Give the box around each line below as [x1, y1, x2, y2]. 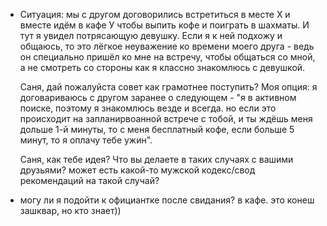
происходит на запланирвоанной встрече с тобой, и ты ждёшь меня [19, 113, 313, 124]
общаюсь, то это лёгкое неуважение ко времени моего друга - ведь [19, 40, 315, 52]
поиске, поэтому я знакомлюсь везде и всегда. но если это [19, 102, 277, 114]
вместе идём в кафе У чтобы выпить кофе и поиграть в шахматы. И [19, 19, 310, 31]
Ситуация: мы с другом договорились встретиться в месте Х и [19, 9, 291, 20]
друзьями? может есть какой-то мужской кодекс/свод [19, 164, 256, 176]
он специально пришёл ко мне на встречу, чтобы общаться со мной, [19, 51, 316, 63]
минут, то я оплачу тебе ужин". [19, 134, 153, 146]
